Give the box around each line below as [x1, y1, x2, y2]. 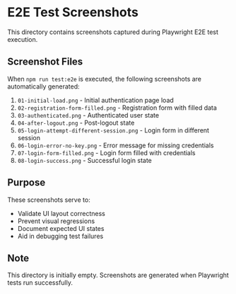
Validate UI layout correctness [17, 209, 106, 217]
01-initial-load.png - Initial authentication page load [17, 96, 175, 104]
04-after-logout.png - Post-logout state [17, 118, 135, 127]
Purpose [7, 176, 46, 188]
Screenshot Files [7, 56, 83, 68]
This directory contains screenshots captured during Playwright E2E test [7, 28, 219, 36]
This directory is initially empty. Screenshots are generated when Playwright [7, 271, 230, 280]
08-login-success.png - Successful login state [17, 156, 152, 164]
